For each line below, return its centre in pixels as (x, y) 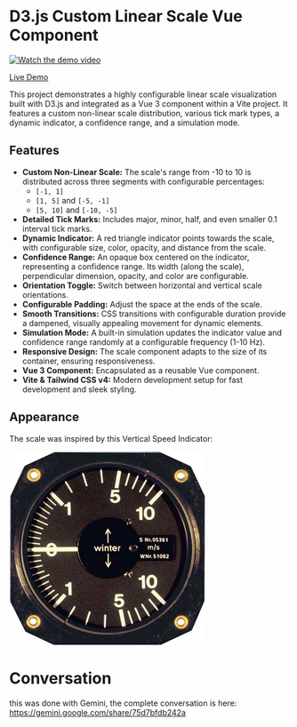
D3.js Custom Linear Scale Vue (126, 16)
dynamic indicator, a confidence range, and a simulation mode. (124, 123)
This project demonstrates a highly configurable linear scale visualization (143, 94)
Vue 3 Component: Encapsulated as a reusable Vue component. (140, 370)
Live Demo (29, 76)
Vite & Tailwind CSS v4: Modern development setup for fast (132, 379)
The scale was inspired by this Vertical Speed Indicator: (111, 438)
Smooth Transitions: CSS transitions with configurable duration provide (154, 314)
